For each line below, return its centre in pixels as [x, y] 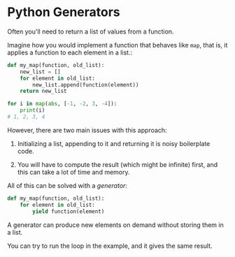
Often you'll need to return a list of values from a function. [91, 31]
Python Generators [64, 12]
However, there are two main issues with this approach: [87, 130]
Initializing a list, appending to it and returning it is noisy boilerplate [114, 143]
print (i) [33, 110]
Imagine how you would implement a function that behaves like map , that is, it [117, 45]
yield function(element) [69, 211]
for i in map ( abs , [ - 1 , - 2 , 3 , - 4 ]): [62, 104]
